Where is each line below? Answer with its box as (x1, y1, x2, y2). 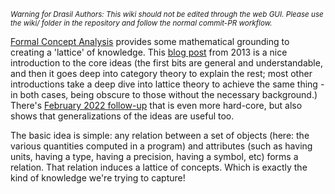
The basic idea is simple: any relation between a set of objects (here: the (10, 130, 310, 141)
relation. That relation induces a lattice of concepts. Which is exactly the (10, 161, 308, 173)
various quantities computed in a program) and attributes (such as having (10, 140, 313, 152)
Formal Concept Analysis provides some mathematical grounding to (10, 36, 290, 47)
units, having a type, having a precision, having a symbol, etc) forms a (10, 151, 299, 162)
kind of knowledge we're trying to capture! (10, 172, 186, 184)
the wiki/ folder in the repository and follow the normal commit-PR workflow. (10, 18, 273, 28)
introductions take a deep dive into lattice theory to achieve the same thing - (10, 78, 325, 90)
